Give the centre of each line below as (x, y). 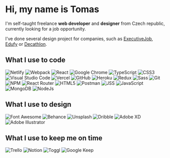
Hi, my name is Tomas (52, 9)
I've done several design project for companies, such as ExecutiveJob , (79, 39)
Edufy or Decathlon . (26, 44)
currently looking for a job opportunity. (46, 28)
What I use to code (36, 60)
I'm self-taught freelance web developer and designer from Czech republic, (85, 23)
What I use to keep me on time (54, 138)
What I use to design (38, 104)
